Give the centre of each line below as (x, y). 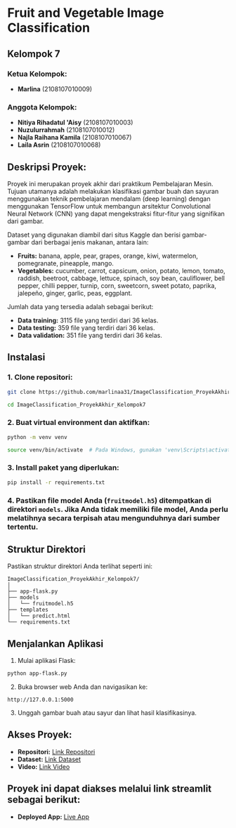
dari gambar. (26, 221)
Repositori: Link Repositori (56, 751)
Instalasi (26, 357)
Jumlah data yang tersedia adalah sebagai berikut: (80, 306)
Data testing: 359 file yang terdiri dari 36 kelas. (86, 327)
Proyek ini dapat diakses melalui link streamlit (110, 789)
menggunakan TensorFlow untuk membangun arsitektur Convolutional (109, 206)
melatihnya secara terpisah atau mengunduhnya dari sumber (114, 518)
